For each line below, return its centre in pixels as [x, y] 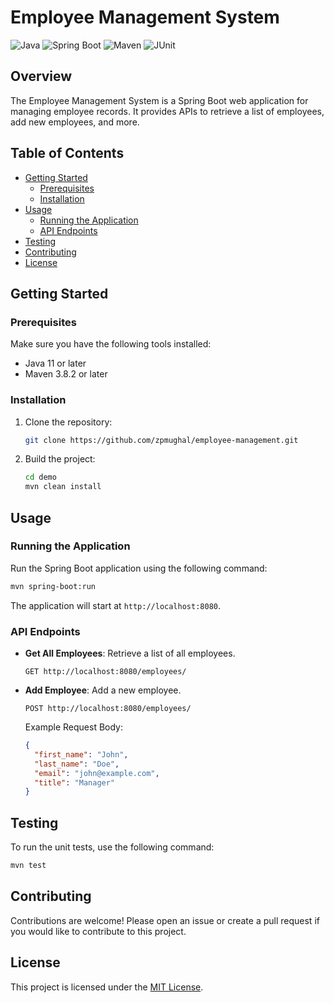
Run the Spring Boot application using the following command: [139, 568]
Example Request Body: [74, 727]
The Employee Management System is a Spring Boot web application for [159, 100]
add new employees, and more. [75, 122]
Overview [41, 76]
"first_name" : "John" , [81, 754]
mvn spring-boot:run [53, 586]
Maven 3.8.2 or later [66, 374]
